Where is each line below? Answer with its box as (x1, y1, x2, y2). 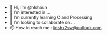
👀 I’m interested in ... (9, 9, 51, 15)
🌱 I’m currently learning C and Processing (9, 15, 93, 20)
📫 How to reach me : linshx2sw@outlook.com (9, 25, 102, 30)
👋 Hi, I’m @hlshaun (9, 5, 47, 10)
